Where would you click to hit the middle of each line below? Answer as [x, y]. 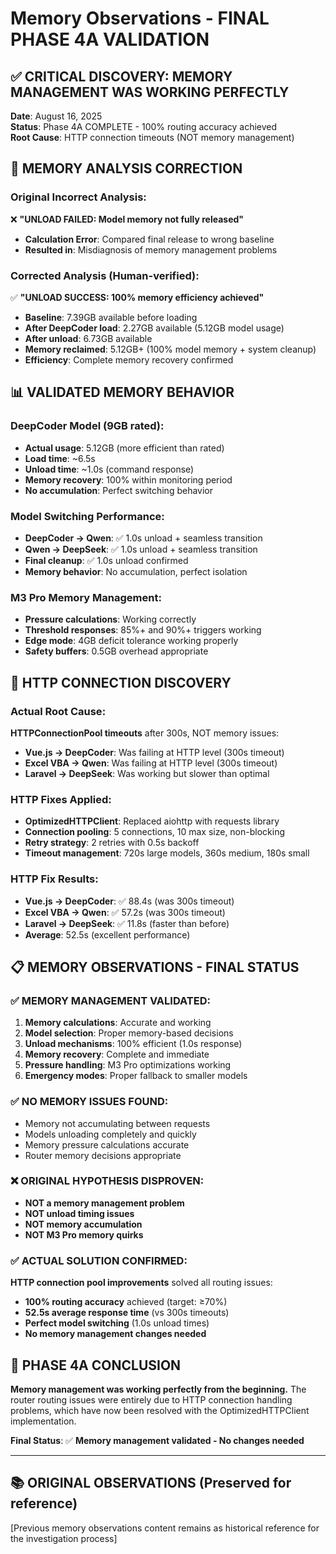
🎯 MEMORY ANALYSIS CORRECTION [126, 168]
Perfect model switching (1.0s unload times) [117, 1323]
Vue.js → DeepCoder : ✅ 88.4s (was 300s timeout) [129, 901]
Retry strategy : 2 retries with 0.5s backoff [112, 843]
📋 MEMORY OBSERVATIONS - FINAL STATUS [155, 967]
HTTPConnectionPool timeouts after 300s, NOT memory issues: [145, 733]
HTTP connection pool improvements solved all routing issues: [141, 1283]
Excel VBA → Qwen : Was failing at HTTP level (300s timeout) [151, 763]
